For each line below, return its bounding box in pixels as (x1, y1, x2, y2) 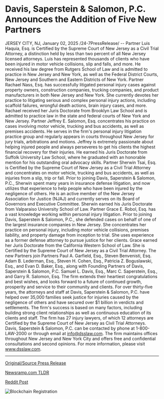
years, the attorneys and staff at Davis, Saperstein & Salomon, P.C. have (5, 289, 150, 295)
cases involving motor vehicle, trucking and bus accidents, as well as (5, 123, 144, 129)
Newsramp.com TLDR (5, 369, 49, 375)
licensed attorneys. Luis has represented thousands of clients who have (5, 56, 150, 61)
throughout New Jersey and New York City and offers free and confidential (5, 336, 156, 341)
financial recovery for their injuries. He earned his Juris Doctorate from (5, 149, 147, 155)
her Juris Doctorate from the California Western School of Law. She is (5, 242, 145, 248)
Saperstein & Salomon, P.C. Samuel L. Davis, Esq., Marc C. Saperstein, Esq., (5, 268, 158, 274)
